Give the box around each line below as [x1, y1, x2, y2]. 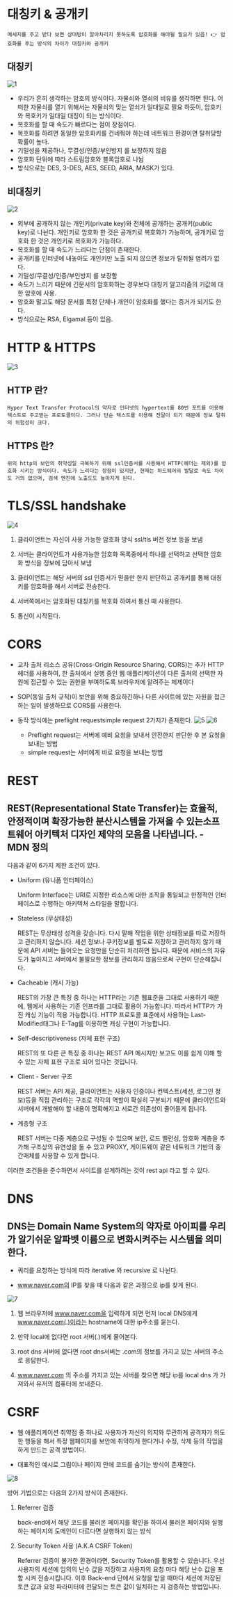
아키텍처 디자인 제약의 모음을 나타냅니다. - [34, 828, 204, 840]
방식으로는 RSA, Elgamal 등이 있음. [17, 314, 113, 323]
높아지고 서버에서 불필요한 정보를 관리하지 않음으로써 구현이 [30, 955, 193, 963]
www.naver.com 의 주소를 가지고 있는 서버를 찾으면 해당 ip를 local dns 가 [17, 1371, 219, 1379]
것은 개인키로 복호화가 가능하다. [38, 236, 124, 245]
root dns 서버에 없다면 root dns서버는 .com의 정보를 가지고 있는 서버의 [17, 1347, 211, 1356]
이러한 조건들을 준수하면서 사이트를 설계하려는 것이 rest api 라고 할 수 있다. [7, 1166, 210, 1174]
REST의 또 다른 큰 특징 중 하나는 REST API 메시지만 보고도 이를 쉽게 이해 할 [17, 1049, 223, 1057]
